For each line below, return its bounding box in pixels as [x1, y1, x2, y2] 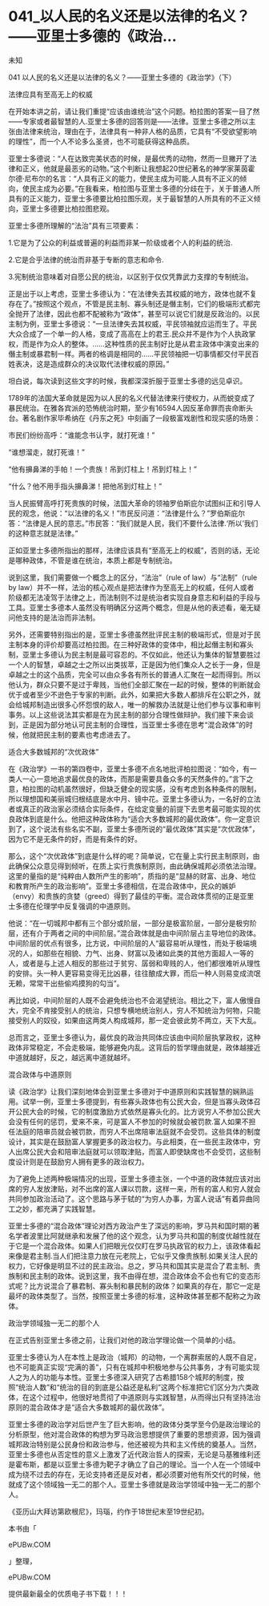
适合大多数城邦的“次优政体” [8, 746, 99, 756]
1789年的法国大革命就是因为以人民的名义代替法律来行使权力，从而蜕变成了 [8, 393, 255, 403]
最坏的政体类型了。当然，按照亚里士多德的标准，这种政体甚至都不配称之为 [8, 1291, 254, 1301]
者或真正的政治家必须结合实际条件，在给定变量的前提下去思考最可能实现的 [8, 803, 254, 814]
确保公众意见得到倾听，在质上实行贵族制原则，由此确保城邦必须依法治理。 [14, 861, 261, 871]
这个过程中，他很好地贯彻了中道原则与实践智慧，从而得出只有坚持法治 [29, 1392, 261, 1402]
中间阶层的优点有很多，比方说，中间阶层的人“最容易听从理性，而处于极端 [8, 938, 251, 948]
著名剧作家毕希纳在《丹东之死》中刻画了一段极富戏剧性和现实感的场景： [22, 413, 261, 423]
